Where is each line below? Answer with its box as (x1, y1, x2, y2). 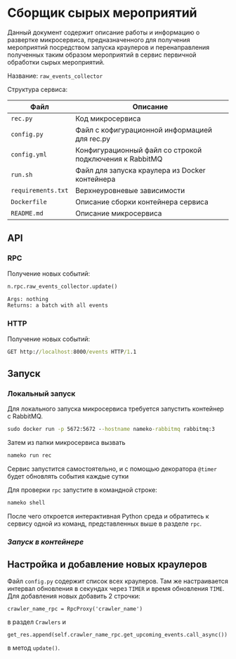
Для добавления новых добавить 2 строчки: (7, 592, 140, 601)
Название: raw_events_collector (7, 72, 103, 80)
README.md (11, 209, 44, 217)
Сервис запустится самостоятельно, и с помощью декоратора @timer (7, 465, 218, 473)
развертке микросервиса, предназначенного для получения (7, 35, 190, 44)
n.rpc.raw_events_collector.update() (7, 283, 118, 290)
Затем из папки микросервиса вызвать (7, 438, 126, 446)
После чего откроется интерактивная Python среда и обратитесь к (7, 512, 209, 520)
